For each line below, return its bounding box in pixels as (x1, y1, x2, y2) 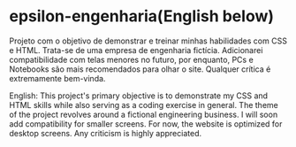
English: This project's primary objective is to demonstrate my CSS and (9, 90, 268, 101)
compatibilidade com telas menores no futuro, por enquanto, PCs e (9, 54, 254, 65)
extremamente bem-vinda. (9, 73, 106, 83)
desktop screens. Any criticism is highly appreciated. (9, 128, 201, 138)
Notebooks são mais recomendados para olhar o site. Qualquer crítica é (9, 64, 271, 74)
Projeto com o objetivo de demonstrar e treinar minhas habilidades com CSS (9, 35, 287, 46)
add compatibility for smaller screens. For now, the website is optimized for (9, 118, 283, 129)
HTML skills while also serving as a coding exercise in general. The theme (9, 99, 278, 110)
